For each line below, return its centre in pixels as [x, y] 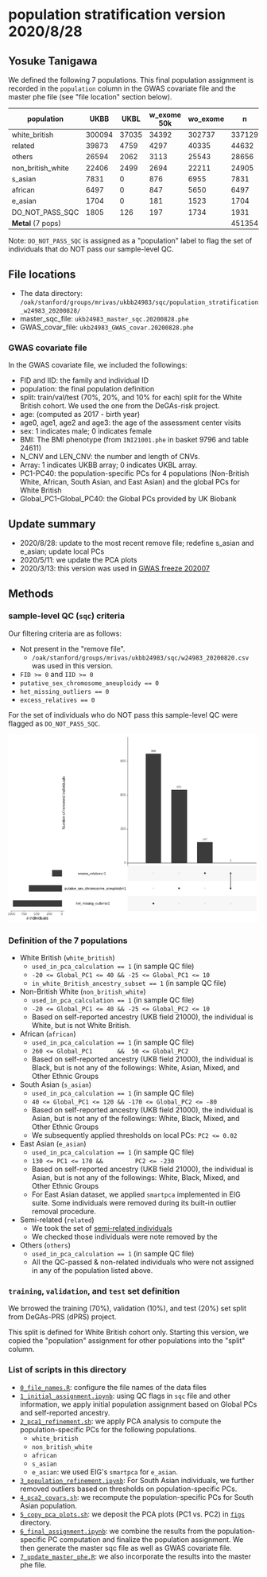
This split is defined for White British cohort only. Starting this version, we [128, 1332]
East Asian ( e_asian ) [53, 1144]
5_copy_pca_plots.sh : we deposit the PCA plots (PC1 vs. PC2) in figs [132, 1514]
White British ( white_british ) [67, 958]
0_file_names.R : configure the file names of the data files [113, 1387]
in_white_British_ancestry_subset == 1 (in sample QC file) [129, 983]
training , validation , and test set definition [94, 1291]
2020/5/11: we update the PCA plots [78, 560]
